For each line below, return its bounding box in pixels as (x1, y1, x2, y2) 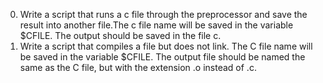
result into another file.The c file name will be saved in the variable (19, 19, 294, 31)
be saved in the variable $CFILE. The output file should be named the (19, 51, 306, 63)
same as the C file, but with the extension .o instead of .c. (19, 62, 257, 73)
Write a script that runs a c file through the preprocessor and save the (19, 9, 308, 20)
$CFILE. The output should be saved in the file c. (19, 30, 222, 41)
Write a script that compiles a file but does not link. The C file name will (19, 40, 313, 52)
